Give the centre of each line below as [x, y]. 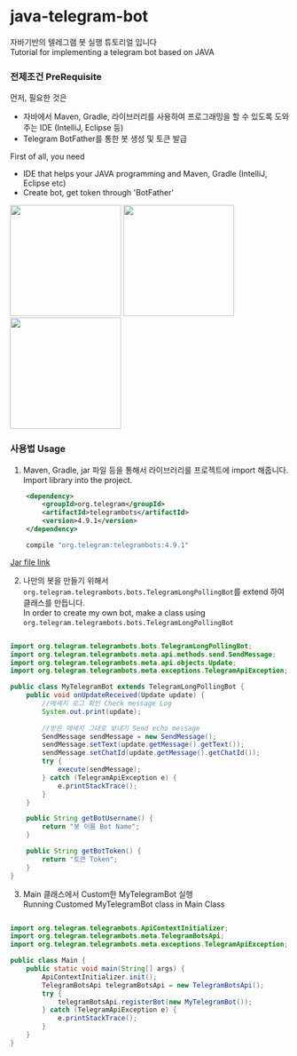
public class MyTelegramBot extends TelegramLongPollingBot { [127, 687]
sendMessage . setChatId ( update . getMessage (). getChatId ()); [151, 753]
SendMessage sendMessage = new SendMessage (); [129, 736]
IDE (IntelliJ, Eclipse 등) [82, 128]
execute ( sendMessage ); [99, 770]
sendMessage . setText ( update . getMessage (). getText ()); [143, 745]
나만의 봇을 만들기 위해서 [66, 580]
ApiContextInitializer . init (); [100, 977]
